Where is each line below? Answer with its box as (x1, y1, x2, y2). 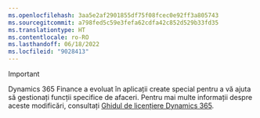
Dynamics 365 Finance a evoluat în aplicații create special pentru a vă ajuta (8, 84, 251, 94)
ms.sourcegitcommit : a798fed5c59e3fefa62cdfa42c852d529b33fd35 (8, 19, 219, 27)
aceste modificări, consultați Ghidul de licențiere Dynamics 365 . (8, 101, 215, 110)
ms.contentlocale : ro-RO (8, 33, 89, 41)
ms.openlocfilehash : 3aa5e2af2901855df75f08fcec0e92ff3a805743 (8, 11, 219, 20)
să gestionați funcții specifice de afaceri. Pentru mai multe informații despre (8, 93, 253, 102)
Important (8, 70, 40, 78)
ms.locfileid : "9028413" (8, 48, 89, 55)
